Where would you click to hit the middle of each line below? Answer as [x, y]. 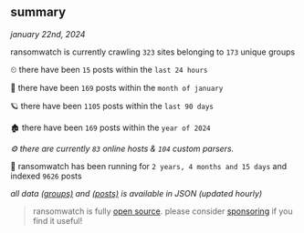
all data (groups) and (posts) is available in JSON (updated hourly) [136, 193]
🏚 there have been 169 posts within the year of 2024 [110, 127]
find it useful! [58, 220]
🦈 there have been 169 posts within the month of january [117, 87]
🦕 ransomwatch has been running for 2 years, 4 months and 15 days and [149, 166]
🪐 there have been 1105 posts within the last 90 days [112, 106]
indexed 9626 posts [46, 176]
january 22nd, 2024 [48, 34]
